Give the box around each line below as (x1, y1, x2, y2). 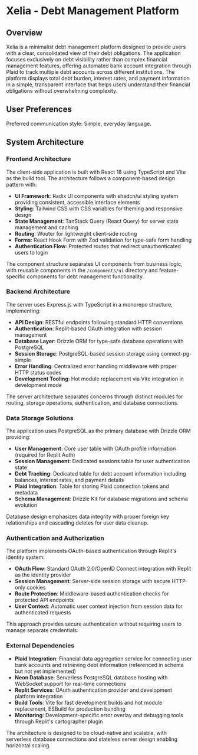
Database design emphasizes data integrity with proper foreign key (6, 513, 170, 520)
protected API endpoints (14, 597, 74, 604)
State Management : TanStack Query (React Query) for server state (14, 217, 179, 224)
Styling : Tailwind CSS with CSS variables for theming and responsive (14, 205, 183, 212)
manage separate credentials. (6, 627, 78, 634)
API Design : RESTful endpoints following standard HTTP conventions (14, 318, 183, 326)
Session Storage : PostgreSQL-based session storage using (14, 350, 160, 357)
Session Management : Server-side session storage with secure (14, 578, 171, 585)
